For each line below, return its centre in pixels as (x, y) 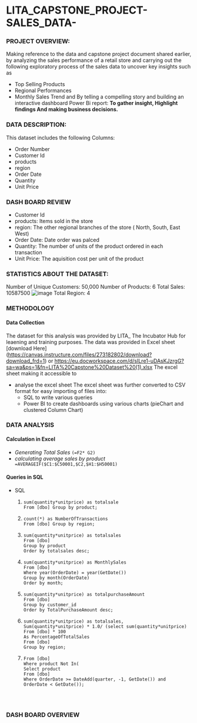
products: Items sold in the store (54, 221)
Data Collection (26, 322)
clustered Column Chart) (53, 410)
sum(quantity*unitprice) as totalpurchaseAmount (84, 594)
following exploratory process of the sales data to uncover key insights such (98, 67)
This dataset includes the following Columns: (61, 138)
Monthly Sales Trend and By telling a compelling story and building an (99, 97)
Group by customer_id (50, 605)
